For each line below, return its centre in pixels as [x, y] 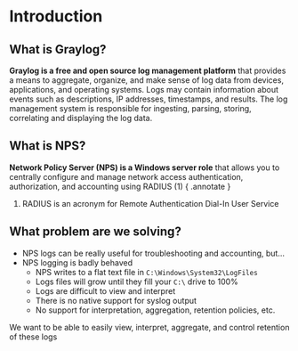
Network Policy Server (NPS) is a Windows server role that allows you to [145, 167]
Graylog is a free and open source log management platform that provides [148, 70]
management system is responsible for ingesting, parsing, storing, [130, 108]
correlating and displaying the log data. [81, 118]
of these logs [33, 337]
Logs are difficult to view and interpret [105, 290]
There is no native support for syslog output [116, 300]
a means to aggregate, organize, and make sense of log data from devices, [147, 80]
